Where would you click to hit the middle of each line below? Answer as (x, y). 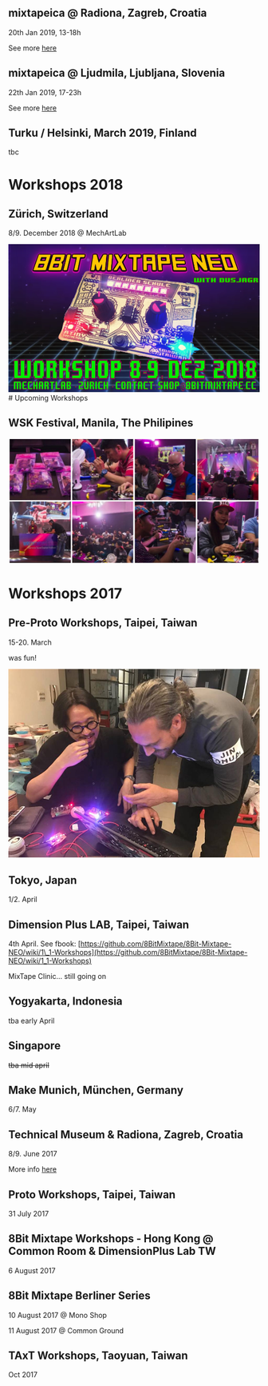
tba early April (32, 1021)
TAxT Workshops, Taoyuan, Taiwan (98, 1356)
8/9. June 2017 (33, 1154)
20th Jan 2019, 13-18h (45, 32)
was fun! (23, 657)
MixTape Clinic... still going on (57, 976)
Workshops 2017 (65, 594)
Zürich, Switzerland (59, 214)
